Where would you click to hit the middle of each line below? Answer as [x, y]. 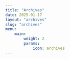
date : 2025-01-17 [24, 15]
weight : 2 [34, 39]
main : [20, 34]
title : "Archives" [25, 10]
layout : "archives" [26, 19]
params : [32, 44]
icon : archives [49, 48]
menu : [11, 29]
